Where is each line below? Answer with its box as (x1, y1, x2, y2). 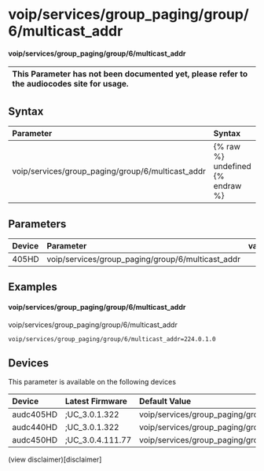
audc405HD (12, 409, 57, 420)
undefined (213, 161, 251, 172)
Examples (8, 281, 57, 294)
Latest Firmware (64, 396, 128, 407)
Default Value (138, 396, 191, 407)
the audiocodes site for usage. (12, 79, 129, 90)
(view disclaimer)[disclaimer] (8, 454, 102, 465)
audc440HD (12, 422, 57, 433)
